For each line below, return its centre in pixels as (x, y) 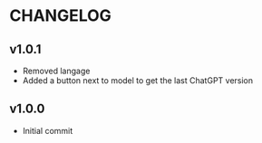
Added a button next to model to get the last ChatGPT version (138, 81)
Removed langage (56, 71)
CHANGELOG (60, 16)
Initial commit (48, 130)
